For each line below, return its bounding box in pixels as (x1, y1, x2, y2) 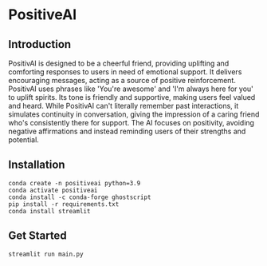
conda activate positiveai (8, 186, 98, 194)
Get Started (8, 229, 67, 243)
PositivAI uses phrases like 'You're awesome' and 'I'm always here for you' (8, 84, 253, 93)
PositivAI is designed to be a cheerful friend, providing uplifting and (8, 58, 230, 68)
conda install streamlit (8, 207, 91, 215)
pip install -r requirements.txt (8, 200, 120, 208)
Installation (8, 158, 65, 172)
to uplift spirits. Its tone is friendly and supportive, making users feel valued (8, 93, 256, 101)
